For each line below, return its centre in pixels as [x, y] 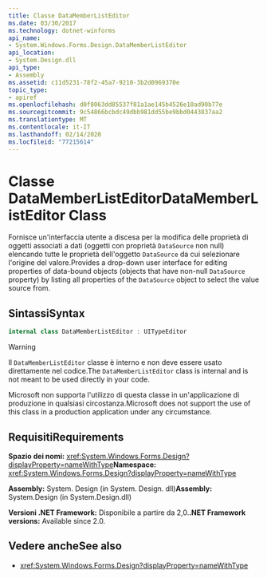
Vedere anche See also [65, 546]
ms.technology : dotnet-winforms [62, 30]
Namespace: [135, 465]
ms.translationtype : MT [48, 120]
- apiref [23, 97]
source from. [29, 288]
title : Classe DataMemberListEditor [69, 16]
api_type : [25, 68]
